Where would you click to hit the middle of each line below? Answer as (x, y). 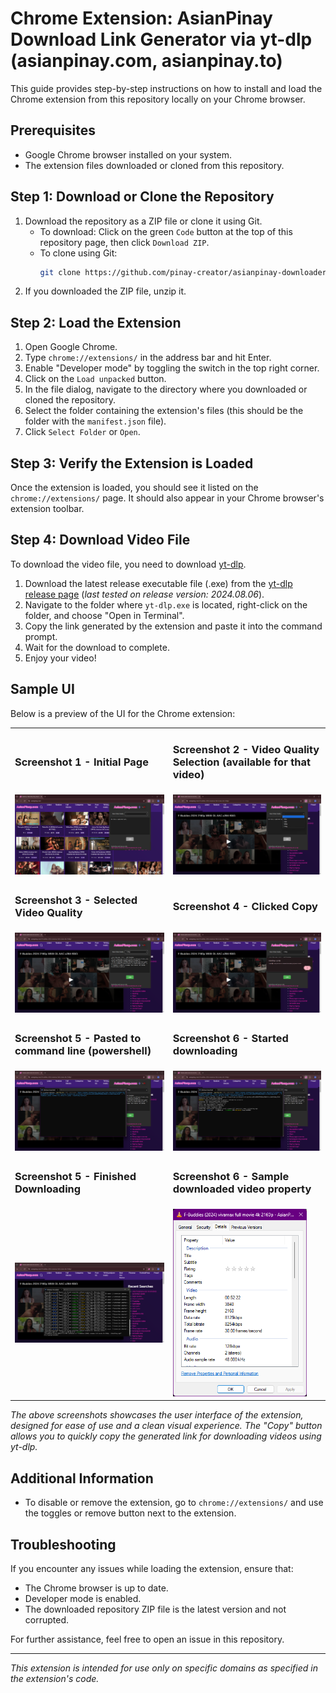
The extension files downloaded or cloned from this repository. (154, 165)
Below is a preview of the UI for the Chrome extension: (123, 713)
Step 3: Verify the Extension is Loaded (132, 463)
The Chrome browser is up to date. (96, 1588)
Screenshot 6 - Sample (231, 1177)
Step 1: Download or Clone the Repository (142, 197)
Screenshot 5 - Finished (75, 1177)
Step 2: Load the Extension (96, 322)
